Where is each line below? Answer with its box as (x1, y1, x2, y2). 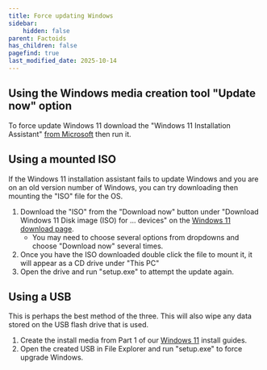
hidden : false (23, 27, 70, 35)
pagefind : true (8, 49, 60, 57)
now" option (8, 99, 73, 113)
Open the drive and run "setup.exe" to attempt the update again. (19, 267, 234, 276)
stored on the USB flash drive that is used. (8, 320, 149, 330)
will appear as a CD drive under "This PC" (19, 258, 160, 268)
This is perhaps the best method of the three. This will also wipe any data (8, 311, 252, 321)
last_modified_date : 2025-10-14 (8, 57, 117, 65)
